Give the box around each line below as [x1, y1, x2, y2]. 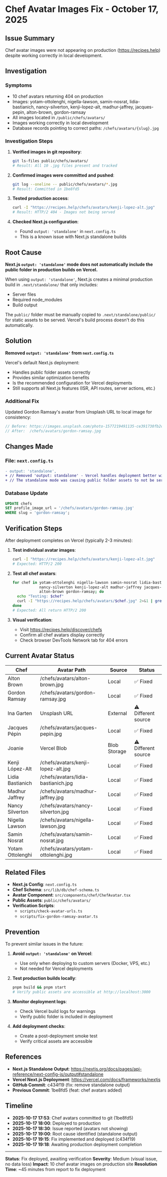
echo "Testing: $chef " [17, 594, 64, 599]
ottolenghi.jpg [40, 851, 73, 858]
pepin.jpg [40, 730, 62, 737]
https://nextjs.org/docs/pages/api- [71, 1066, 142, 1072]
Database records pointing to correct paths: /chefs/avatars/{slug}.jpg [12, 125, 159, 131]
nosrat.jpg [40, 837, 64, 844]
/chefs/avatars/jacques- [40, 724, 98, 731]
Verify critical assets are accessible [19, 1038, 93, 1044]
